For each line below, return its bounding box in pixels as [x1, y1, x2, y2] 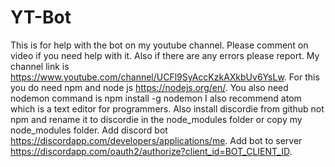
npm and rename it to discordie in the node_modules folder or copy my [10, 113, 303, 125]
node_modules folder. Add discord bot [10, 124, 168, 136]
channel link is [10, 60, 70, 72]
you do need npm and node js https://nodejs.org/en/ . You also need [10, 81, 289, 93]
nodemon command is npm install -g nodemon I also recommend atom [10, 92, 302, 104]
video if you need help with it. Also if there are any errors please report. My [10, 49, 320, 61]
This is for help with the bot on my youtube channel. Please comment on [10, 39, 309, 51]
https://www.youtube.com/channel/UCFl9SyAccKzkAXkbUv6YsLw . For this [10, 71, 320, 83]
